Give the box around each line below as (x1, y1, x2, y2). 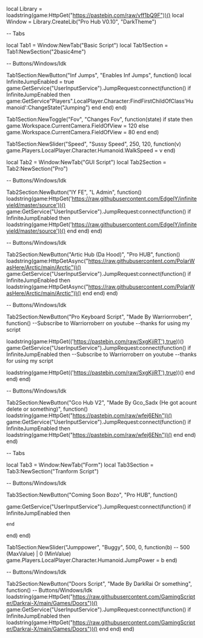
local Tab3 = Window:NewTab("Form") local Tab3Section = (6, 461, 154, 468)
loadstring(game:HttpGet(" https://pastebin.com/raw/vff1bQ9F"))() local (6, 12, 184, 19)
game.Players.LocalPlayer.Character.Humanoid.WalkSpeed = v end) (6, 147, 176, 154)
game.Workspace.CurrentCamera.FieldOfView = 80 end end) (6, 129, 159, 135)
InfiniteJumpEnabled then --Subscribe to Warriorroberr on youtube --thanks (6, 351, 197, 358)
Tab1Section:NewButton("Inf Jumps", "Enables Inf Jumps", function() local (6, 72, 192, 78)
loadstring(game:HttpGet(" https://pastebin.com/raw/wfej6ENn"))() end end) (6, 431, 196, 438)
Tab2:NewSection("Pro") (6, 165, 68, 172)
